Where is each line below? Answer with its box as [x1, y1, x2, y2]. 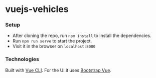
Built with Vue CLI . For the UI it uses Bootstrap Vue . [5, 67, 112, 73]
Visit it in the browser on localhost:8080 [12, 43, 96, 49]
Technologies [5, 56, 39, 63]
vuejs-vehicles [5, 3, 69, 15]
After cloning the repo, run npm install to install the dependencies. [12, 32, 151, 38]
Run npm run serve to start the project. [12, 38, 92, 44]
